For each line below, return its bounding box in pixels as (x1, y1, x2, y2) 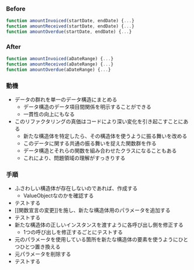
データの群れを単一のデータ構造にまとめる (14, 96, 117, 103)
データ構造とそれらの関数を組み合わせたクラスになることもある (23, 147, 177, 154)
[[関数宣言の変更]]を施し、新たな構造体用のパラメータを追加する (14, 207, 171, 214)
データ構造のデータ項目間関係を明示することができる (23, 103, 152, 110)
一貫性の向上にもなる (23, 110, 75, 118)
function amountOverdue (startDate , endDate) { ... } (6, 29, 132, 35)
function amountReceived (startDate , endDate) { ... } (6, 23, 134, 29)
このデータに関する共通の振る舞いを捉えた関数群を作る (23, 140, 157, 147)
